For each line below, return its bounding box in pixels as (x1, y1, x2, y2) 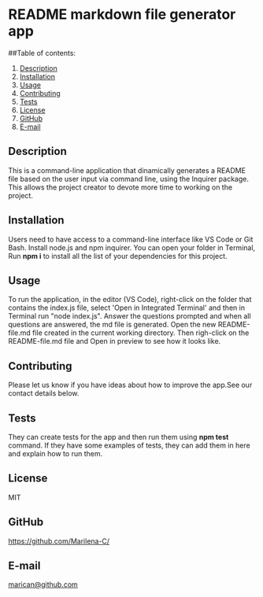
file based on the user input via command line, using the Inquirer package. (8, 174, 250, 183)
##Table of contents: (8, 48, 76, 57)
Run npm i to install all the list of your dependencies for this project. (8, 251, 228, 260)
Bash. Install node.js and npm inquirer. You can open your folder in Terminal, (8, 242, 256, 252)
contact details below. (8, 389, 80, 398)
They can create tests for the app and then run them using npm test (8, 433, 229, 441)
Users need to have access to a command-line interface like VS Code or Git (8, 234, 254, 244)
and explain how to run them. (8, 449, 103, 458)
